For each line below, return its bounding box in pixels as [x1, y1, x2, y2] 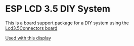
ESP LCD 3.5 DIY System [5, 3, 110, 15]
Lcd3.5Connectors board [5, 25, 58, 31]
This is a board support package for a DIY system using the [5, 20, 129, 26]
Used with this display [5, 35, 52, 41]
